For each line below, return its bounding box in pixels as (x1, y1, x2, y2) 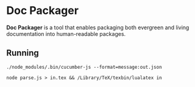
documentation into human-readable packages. (6, 30, 126, 37)
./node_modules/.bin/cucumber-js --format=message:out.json (6, 64, 163, 70)
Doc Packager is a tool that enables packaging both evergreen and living (6, 24, 190, 31)
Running (6, 48, 40, 58)
